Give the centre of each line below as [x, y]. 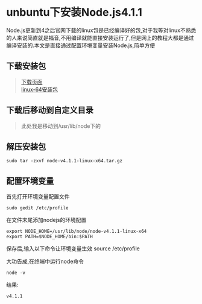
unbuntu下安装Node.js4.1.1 [74, 12]
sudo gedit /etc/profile [37, 208]
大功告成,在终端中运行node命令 [45, 261]
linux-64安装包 [39, 89]
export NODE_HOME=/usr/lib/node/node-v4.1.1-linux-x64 [77, 232]
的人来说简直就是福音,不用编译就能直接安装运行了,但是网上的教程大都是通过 [100, 37]
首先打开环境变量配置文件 [38, 197]
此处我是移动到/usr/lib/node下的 [61, 126]
